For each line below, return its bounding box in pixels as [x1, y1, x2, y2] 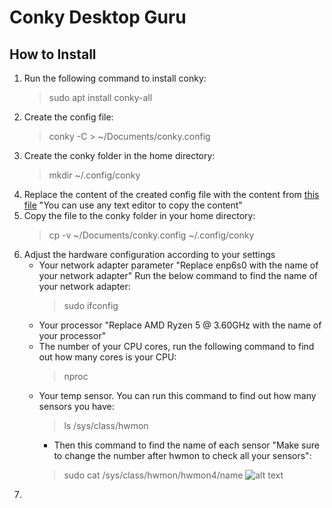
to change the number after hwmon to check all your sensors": [53, 450, 312, 461]
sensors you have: [38, 401, 115, 412]
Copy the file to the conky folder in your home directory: [23, 210, 256, 221]
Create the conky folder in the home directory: [23, 150, 216, 161]
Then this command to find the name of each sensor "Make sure [53, 439, 320, 451]
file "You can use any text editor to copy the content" [23, 199, 243, 211]
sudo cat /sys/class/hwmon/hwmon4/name [63, 469, 244, 481]
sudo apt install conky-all [48, 92, 153, 103]
